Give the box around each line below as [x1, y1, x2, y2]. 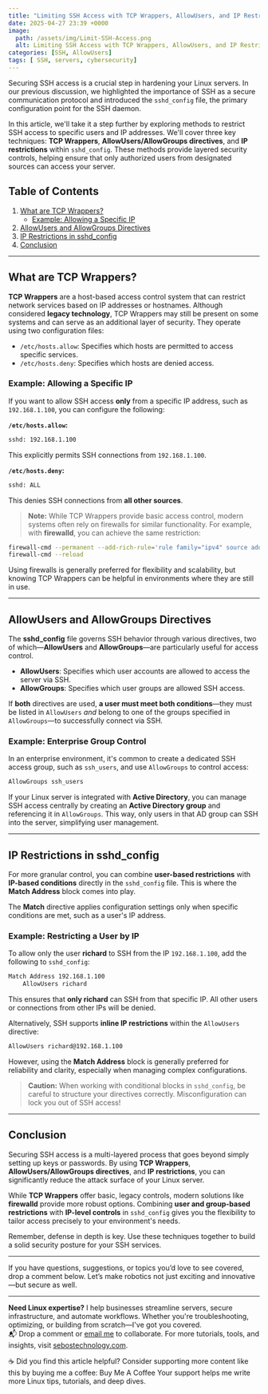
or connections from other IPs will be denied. [8, 1003, 156, 1013]
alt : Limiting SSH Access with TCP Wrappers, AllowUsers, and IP [15, 42, 238, 50]
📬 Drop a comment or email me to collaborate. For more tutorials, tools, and [8, 1328, 259, 1338]
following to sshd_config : [8, 957, 90, 967]
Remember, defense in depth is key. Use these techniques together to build [8, 1231, 256, 1241]
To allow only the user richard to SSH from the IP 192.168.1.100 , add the [8, 948, 247, 959]
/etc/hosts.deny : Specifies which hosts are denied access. [19, 358, 215, 367]
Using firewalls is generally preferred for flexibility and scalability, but [8, 565, 236, 575]
